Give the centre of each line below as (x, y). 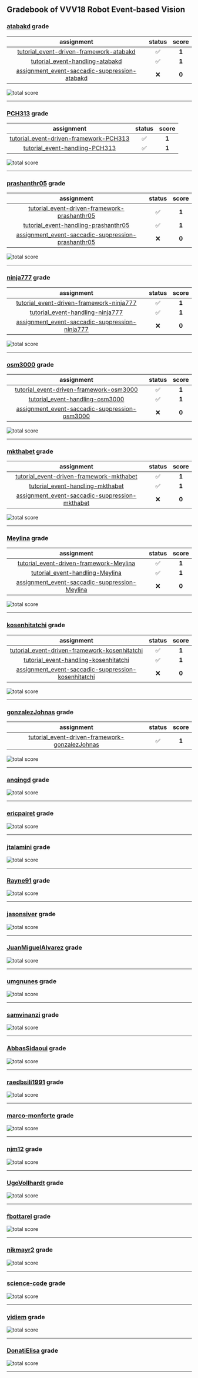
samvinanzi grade (33, 1015)
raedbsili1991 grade (35, 1082)
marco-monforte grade (40, 1116)
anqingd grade (28, 780)
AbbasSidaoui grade (36, 1049)
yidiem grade (26, 1317)
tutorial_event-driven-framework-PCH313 (70, 138)
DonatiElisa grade (32, 1351)
